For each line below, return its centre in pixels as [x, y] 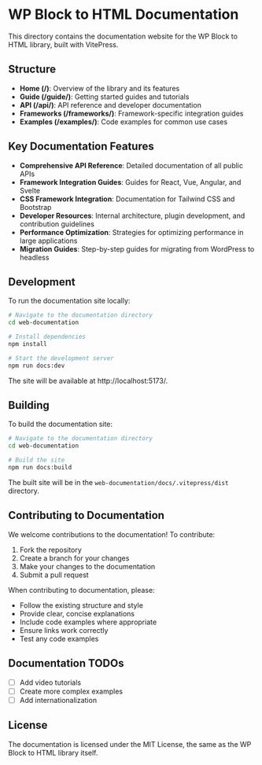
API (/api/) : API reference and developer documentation [111, 105]
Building [29, 405]
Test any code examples [59, 638]
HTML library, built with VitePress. [63, 44]
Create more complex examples [71, 691]
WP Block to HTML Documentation [124, 15]
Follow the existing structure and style [81, 605]
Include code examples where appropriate [88, 622]
